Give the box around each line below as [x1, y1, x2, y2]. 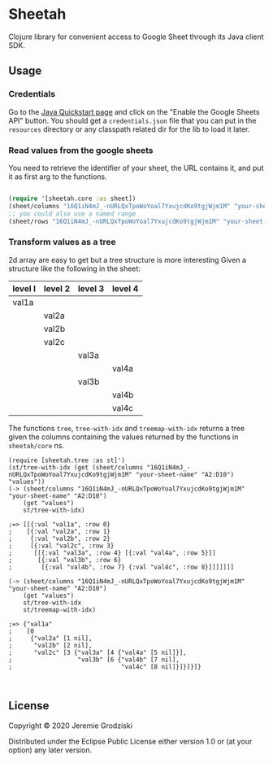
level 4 [112, 282, 139, 294]
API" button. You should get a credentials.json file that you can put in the [8, 116, 257, 125]
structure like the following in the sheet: [8, 264, 141, 273]
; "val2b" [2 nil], [8, 641, 93, 649]
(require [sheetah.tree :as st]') [8, 456, 126, 464]
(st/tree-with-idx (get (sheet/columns [8, 463, 144, 472]
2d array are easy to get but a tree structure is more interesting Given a [8, 255, 246, 264]
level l [12, 282, 37, 294]
